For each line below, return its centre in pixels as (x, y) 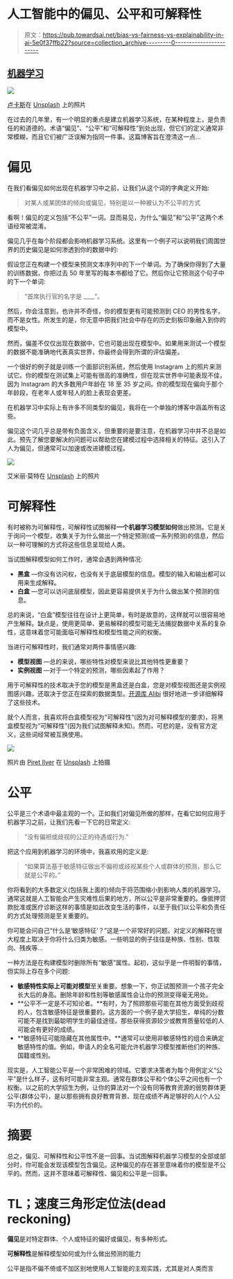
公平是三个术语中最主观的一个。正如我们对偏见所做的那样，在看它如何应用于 (116, 813)
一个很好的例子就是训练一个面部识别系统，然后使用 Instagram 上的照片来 (111, 366)
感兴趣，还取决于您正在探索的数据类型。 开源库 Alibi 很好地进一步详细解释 (118, 693)
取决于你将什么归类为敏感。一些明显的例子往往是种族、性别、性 (122, 939)
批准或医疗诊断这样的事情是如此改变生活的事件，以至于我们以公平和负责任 (119, 907)
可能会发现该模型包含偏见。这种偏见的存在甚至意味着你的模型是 (122, 1164)
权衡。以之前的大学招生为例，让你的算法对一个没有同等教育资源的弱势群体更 (116, 1087)
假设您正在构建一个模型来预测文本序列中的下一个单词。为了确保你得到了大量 (116, 264)
